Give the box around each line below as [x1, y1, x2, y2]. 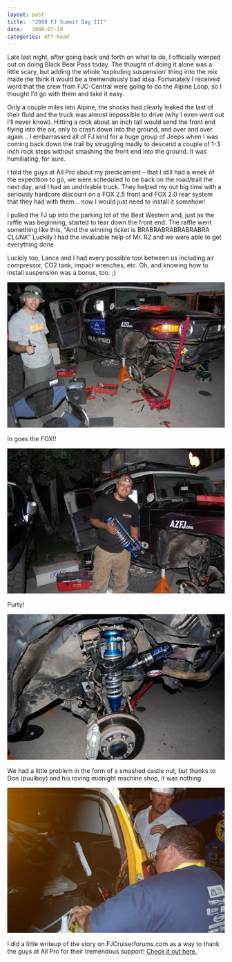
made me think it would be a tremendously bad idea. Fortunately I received [7, 75, 220, 83]
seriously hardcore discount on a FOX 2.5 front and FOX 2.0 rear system [7, 190, 213, 199]
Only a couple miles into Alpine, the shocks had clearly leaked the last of [7, 103, 214, 112]
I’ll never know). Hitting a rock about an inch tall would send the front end [7, 118, 216, 126]
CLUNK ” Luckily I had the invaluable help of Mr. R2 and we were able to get [7, 233, 222, 242]
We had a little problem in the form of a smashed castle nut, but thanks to [7, 766, 216, 775]
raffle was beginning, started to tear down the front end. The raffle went [7, 218, 212, 226]
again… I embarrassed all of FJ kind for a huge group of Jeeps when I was [7, 132, 219, 141]
